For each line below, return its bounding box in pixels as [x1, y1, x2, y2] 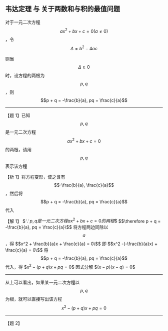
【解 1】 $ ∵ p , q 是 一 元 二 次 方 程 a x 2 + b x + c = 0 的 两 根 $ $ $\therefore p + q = [5, 217, 161, 224]
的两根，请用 [5, 146, 31, 152]
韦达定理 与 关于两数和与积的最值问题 [5, 5, 120, 14]
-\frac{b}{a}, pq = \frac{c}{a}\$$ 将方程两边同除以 [5, 224, 108, 230]
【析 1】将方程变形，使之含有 [5, 174, 65, 180]
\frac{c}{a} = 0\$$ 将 [5, 247, 48, 253]
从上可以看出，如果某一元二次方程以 [5, 279, 80, 285]
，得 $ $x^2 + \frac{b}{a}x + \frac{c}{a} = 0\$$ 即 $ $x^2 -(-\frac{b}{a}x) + [5, 241, 158, 247]
